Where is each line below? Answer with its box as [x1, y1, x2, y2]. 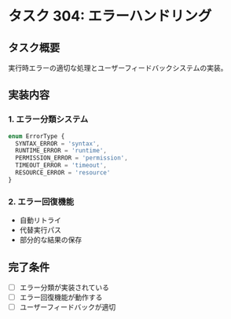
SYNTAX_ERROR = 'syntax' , [15, 139, 101, 148]
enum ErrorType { [8, 132, 65, 140]
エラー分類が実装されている [19, 282, 110, 291]
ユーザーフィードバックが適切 [19, 302, 116, 312]
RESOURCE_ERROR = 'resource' [15, 169, 111, 177]
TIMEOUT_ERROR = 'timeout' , [15, 162, 108, 170]
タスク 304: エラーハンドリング [8, 7, 212, 25]
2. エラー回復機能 [8, 196, 75, 207]
